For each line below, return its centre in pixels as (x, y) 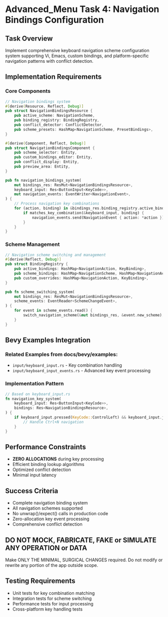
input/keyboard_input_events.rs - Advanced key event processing (81, 371)
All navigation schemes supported (47, 508)
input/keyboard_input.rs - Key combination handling (67, 365)
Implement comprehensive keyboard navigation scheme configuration (77, 50)
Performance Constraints (46, 447)
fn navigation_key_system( (33, 399)
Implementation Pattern (34, 384)
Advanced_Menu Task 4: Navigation (82, 9)
